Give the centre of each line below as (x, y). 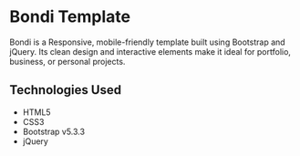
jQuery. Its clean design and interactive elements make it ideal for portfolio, (150, 51)
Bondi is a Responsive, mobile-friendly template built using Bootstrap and (147, 42)
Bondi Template (70, 17)
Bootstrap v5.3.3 (53, 131)
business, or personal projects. (67, 61)
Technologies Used (65, 90)
